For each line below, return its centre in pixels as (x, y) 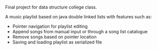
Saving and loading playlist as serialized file (57, 42)
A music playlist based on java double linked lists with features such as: (78, 17)
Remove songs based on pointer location (54, 37)
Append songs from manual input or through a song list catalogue (80, 31)
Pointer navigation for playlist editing (50, 26)
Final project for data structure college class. (51, 7)
